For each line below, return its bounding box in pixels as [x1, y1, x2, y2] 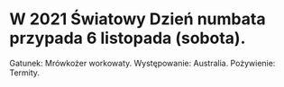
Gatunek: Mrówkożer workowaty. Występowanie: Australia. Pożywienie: [9, 57, 276, 68]
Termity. [9, 67, 41, 78]
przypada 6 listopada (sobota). [9, 28, 246, 48]
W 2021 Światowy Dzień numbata [9, 9, 266, 30]
